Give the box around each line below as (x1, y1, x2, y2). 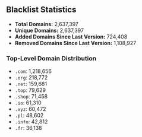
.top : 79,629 (14, 87, 46, 94)
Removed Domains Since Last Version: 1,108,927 (14, 39, 137, 46)
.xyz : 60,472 (14, 106, 46, 113)
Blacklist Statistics (6, 5, 77, 15)
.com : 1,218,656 (14, 68, 52, 75)
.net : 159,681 (14, 80, 48, 88)
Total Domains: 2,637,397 (14, 20, 78, 27)
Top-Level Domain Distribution (6, 54, 97, 62)
